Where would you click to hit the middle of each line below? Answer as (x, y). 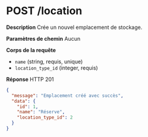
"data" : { (23, 101)
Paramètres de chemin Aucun (43, 38)
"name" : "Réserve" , (41, 112)
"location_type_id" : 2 (45, 118)
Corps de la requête (31, 50)
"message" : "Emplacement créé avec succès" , (67, 96)
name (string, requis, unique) (49, 61)
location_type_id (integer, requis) (56, 68)
